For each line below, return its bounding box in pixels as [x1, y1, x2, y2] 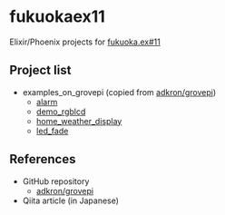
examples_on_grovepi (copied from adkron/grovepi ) [22, 86, 217, 97]
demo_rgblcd [35, 106, 86, 117]
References [9, 151, 76, 167]
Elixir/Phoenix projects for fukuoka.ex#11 [9, 36, 161, 47]
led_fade [35, 125, 69, 136]
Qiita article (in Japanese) [22, 195, 120, 206]
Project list [9, 63, 72, 78]
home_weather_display [35, 115, 122, 126]
